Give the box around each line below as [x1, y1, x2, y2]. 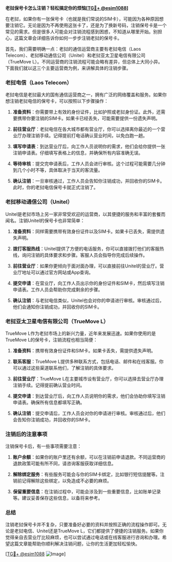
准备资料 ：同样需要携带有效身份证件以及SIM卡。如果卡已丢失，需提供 [12, 228, 160, 234]
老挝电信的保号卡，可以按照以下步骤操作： [18, 98, 109, 104]
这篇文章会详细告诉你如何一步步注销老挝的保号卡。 [14, 35, 122, 41]
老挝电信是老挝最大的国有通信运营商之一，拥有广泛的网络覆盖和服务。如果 [5, 92, 162, 98]
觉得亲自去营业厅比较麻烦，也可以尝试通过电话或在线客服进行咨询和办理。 [5, 534, 162, 541]
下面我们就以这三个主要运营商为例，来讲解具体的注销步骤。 [5, 65, 131, 71]
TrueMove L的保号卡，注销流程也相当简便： [5, 336, 98, 343]
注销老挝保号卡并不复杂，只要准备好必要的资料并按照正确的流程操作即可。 [5, 522, 162, 528]
